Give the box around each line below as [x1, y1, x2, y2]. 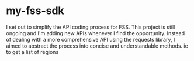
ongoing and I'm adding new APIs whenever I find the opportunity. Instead [6, 29, 185, 36]
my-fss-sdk [6, 4, 64, 18]
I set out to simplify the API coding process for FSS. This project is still [6, 23, 175, 30]
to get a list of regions [6, 48, 59, 55]
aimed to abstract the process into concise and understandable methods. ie [6, 42, 188, 49]
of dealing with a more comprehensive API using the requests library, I [6, 36, 175, 43]
